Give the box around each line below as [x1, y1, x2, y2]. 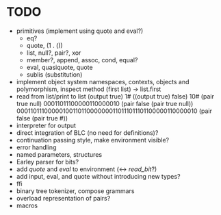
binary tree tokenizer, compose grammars [16, 186, 135, 195]
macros [16, 201, 38, 210]
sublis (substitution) [26, 70, 83, 79]
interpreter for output [16, 121, 77, 129]
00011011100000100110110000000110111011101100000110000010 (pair [16, 107, 213, 115]
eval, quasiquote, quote [26, 63, 93, 71]
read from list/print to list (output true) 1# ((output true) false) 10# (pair [16, 92, 215, 100]
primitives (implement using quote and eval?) [16, 27, 144, 35]
